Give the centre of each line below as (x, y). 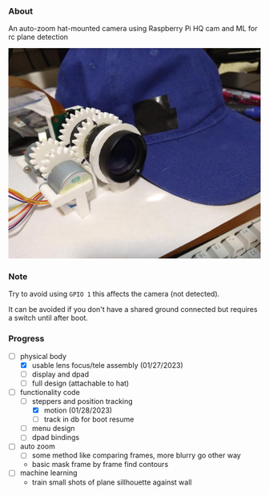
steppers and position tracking (82, 401)
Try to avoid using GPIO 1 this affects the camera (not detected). (114, 294)
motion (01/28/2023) (78, 410)
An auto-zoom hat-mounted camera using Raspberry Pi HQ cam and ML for (133, 29)
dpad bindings (56, 437)
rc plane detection (38, 37)
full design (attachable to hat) (80, 383)
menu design (53, 429)
